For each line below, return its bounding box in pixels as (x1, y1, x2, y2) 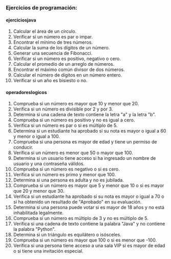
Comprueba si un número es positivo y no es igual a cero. (13, 117, 135, 123)
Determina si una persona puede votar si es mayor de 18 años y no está (13, 205, 164, 211)
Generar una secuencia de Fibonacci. (13, 50, 93, 57)
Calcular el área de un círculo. (13, 28, 77, 34)
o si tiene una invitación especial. (13, 248, 83, 254)
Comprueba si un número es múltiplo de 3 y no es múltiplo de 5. (13, 215, 149, 221)
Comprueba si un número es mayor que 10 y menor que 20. (13, 101, 139, 107)
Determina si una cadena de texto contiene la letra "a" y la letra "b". (13, 112, 156, 118)
